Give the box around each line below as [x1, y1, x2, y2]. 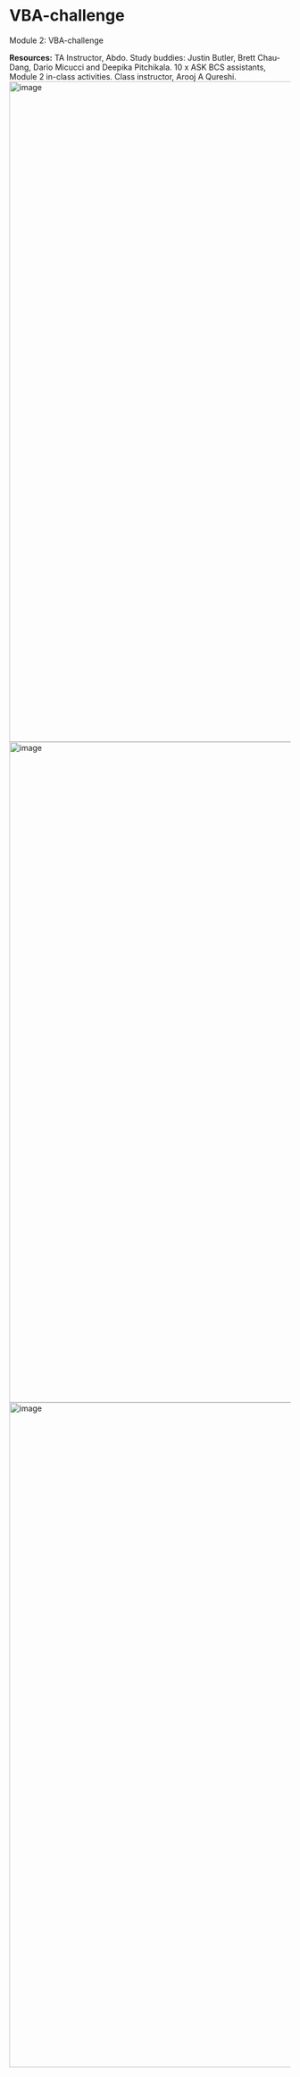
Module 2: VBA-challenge [9, 35, 104, 46]
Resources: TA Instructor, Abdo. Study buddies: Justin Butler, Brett [9, 52, 256, 63]
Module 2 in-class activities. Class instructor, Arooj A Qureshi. [9, 71, 237, 81]
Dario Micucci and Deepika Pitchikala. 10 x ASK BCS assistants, [32, 62, 266, 72]
